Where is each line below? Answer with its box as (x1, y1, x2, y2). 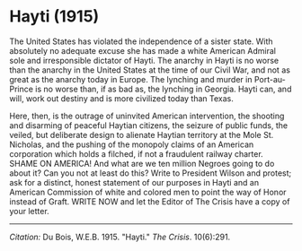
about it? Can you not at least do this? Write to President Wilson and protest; (9, 168, 292, 178)
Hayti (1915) (9, 6, 100, 27)
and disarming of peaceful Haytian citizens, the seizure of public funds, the (9, 119, 289, 131)
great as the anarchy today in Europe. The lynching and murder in (9, 74, 253, 84)
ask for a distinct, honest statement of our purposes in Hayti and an (9, 177, 259, 187)
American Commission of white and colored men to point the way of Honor (9, 186, 287, 197)
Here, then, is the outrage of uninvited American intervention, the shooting (9, 110, 285, 121)
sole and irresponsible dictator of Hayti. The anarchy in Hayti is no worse (9, 55, 280, 65)
